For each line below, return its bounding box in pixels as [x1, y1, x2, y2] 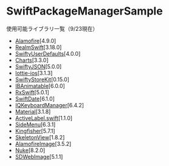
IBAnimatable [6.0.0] [15, 82, 65, 89]
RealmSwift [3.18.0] [15, 44, 62, 51]
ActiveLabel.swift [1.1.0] [15, 114, 73, 122]
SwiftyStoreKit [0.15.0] [15, 76, 70, 83]
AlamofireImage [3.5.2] [15, 140, 72, 147]
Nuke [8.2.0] [15, 147, 46, 154]
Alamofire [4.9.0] [15, 37, 57, 44]
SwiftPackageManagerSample [6, 4, 163, 18]
